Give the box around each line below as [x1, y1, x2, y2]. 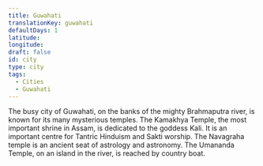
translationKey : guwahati [8, 19, 93, 27]
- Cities [15, 77, 44, 85]
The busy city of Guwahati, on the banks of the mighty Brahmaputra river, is [8, 107, 255, 116]
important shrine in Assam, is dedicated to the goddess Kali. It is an [8, 123, 227, 133]
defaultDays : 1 [8, 26, 58, 34]
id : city [8, 56, 37, 64]
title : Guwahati [8, 11, 62, 20]
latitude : [8, 33, 41, 42]
